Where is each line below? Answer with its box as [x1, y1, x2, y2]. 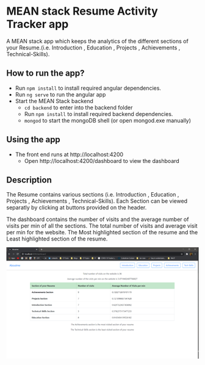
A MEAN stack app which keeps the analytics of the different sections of [6, 37, 189, 45]
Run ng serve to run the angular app [15, 90, 106, 98]
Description [6, 175, 52, 185]
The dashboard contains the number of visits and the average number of [6, 215, 189, 223]
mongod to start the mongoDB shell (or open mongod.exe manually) [24, 117, 191, 124]
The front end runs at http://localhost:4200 [15, 151, 124, 158]
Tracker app [6, 17, 69, 31]
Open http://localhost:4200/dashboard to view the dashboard [24, 157, 180, 164]
